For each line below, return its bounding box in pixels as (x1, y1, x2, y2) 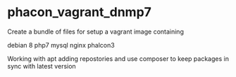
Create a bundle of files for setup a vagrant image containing (7, 27, 185, 36)
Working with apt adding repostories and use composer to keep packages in (7, 54, 229, 63)
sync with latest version (7, 62, 76, 70)
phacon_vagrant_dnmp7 (7, 4, 151, 20)
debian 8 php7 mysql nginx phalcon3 (7, 41, 115, 49)
